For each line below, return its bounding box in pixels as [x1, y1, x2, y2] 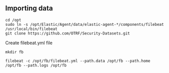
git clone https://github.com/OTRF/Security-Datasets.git [5, 30, 130, 36]
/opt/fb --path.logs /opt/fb [5, 63, 67, 68]
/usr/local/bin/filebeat [5, 26, 58, 31]
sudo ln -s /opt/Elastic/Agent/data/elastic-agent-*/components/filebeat [5, 22, 164, 27]
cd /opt [5, 17, 22, 22]
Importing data [5, 4, 53, 13]
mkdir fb [5, 49, 24, 55]
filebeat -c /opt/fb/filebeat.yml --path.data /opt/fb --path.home [5, 58, 151, 63]
